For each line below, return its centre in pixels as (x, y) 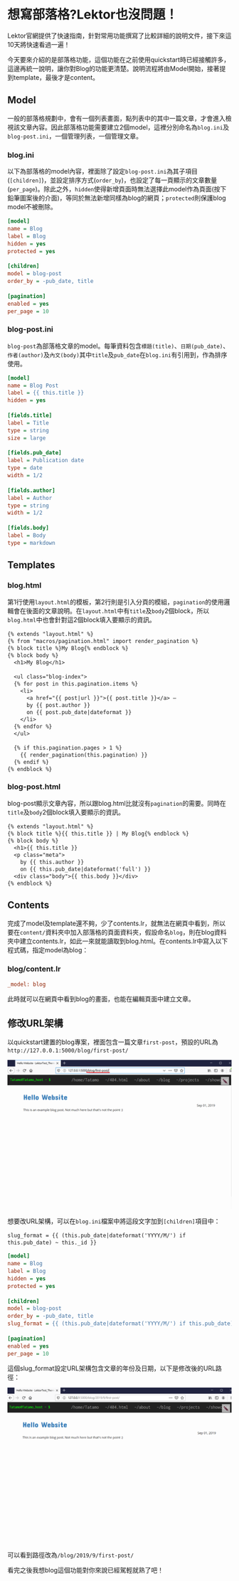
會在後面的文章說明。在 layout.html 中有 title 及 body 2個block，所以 (111, 611)
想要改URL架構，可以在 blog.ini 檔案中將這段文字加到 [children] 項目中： (114, 1221)
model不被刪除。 (32, 207)
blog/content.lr (34, 969)
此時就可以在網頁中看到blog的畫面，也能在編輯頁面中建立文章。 (101, 999)
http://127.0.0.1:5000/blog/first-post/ (68, 1050)
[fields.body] (28, 528)
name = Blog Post (33, 385)
